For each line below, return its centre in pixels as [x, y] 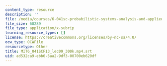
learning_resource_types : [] [35, 33]
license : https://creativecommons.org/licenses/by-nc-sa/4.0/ [71, 38]
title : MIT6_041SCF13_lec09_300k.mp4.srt [49, 51]
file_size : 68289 [23, 24]
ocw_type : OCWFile [24, 42]
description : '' [22, 14]
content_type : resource [30, 10]
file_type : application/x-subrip [40, 28]
